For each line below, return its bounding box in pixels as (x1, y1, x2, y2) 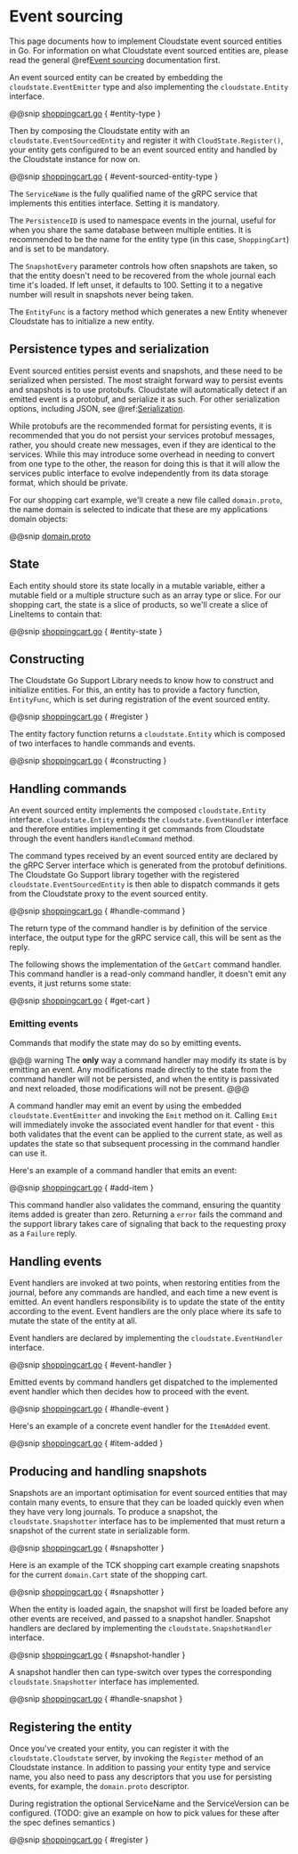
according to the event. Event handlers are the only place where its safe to (9, 1306, 282, 1317)
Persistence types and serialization (9, 341, 210, 357)
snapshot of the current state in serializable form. (9, 1525, 190, 1536)
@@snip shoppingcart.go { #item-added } (9, 1438, 164, 1449)
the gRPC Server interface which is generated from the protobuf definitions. (9, 860, 287, 870)
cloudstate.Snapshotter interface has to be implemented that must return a (9, 1516, 286, 1527)
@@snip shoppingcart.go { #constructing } (9, 755, 167, 766)
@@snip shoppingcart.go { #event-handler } (9, 1360, 173, 1370)
